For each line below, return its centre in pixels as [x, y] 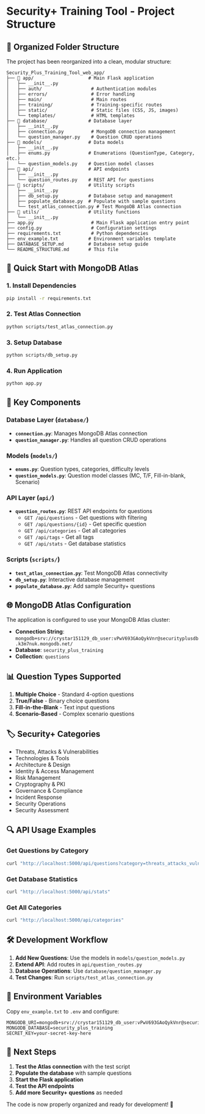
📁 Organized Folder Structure [63, 47]
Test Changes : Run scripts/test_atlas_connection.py [84, 977]
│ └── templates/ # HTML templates [71, 116]
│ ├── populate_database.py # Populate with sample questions [91, 201]
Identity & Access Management [55, 771]
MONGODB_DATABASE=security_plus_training [60, 1028]
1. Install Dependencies [41, 286]
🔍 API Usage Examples [51, 830]
